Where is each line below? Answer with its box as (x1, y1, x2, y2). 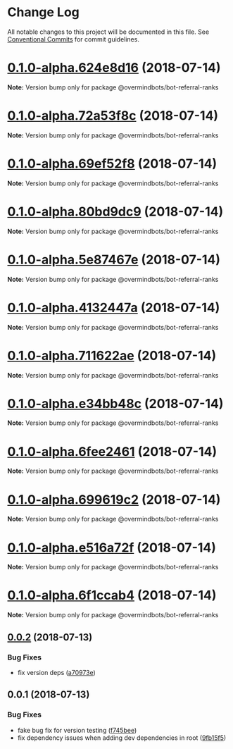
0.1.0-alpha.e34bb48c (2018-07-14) (7, 395, 224, 411)
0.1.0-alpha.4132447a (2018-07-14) (7, 299, 220, 316)
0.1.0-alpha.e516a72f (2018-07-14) (7, 540, 217, 555)
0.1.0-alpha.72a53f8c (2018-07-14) (7, 108, 219, 124)
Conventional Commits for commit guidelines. (7, 35, 139, 43)
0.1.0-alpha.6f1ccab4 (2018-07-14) (7, 588, 217, 603)
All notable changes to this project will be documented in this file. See (7, 27, 210, 36)
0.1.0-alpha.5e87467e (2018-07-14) (7, 252, 220, 268)
